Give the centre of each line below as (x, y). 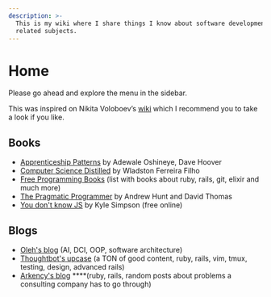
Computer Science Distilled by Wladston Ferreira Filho (110, 171)
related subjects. (47, 31)
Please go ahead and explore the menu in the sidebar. (98, 93)
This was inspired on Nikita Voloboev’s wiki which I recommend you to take (133, 109)
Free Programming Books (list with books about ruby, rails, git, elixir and (140, 179)
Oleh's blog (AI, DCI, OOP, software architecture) (101, 249)
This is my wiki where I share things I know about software (121, 23)
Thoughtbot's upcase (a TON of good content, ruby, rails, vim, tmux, (133, 258)
